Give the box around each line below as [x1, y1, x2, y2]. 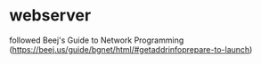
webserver [9, 5, 92, 26]
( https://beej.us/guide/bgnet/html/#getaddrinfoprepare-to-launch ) [9, 44, 253, 54]
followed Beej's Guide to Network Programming [9, 35, 184, 45]
